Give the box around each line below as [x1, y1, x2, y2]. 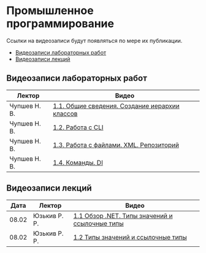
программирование [6, 17, 115, 31]
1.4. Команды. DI [53, 158, 103, 167]
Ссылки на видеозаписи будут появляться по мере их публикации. [6, 37, 183, 44]
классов [53, 109, 78, 118]
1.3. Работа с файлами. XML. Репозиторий [53, 140, 180, 149]
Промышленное [6, 4, 94, 18]
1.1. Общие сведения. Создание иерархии [53, 102, 180, 110]
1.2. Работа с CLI [53, 123, 104, 132]
